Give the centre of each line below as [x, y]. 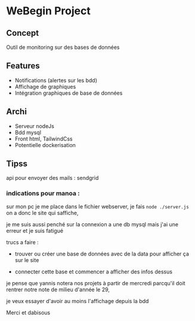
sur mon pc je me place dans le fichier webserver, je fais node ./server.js [97, 206]
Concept [23, 33]
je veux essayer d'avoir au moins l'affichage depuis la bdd [78, 301]
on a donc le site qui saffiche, [42, 213]
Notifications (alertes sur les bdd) [56, 80]
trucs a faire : [22, 242]
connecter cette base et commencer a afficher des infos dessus [94, 272]
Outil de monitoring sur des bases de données [63, 47]
